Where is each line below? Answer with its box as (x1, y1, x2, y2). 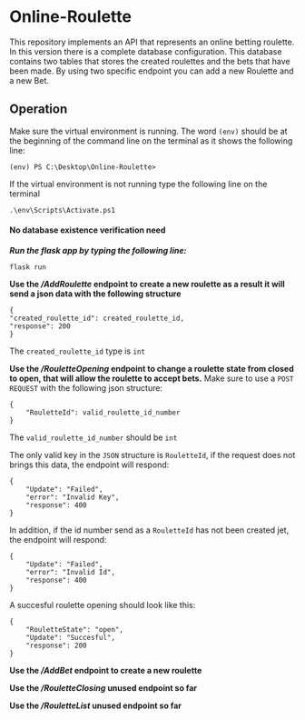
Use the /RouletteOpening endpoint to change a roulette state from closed (9, 363, 294, 374)
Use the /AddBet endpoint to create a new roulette (9, 665, 202, 675)
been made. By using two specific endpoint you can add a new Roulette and (9, 65, 294, 76)
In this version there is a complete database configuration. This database (9, 45, 282, 56)
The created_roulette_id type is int (9, 345, 145, 356)
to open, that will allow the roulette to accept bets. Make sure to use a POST (9, 373, 294, 384)
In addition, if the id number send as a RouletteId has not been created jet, (9, 525, 290, 535)
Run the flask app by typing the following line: (9, 245, 187, 255)
